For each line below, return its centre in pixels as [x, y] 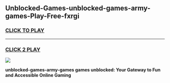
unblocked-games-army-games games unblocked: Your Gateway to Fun [83, 69]
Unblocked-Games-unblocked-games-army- [78, 8]
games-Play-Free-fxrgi [42, 16]
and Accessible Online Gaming [38, 75]
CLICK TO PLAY [25, 31]
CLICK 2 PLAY [23, 49]
